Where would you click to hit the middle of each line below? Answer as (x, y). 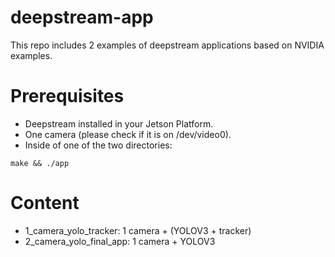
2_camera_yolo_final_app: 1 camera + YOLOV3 (120, 241)
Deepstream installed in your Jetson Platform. (119, 123)
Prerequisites (67, 96)
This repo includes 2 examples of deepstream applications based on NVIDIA (167, 45)
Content (45, 203)
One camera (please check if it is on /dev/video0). (128, 134)
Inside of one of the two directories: (98, 145)
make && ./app (40, 163)
